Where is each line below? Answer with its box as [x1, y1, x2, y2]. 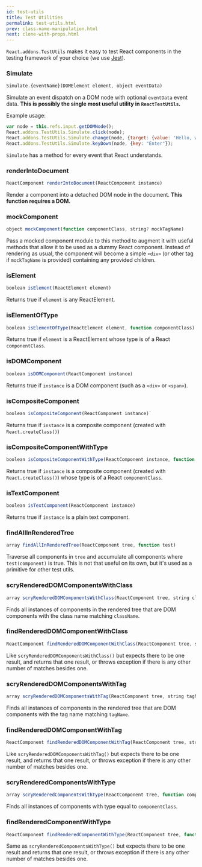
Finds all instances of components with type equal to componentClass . [6, 803, 178, 810]
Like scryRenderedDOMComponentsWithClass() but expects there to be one [6, 652, 185, 659]
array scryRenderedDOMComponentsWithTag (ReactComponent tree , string [6, 693, 185, 699]
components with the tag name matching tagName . [6, 710, 130, 718]
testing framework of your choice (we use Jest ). [6, 54, 126, 62]
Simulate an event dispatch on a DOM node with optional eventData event [6, 94, 188, 101]
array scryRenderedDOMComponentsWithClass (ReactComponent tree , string [6, 595, 189, 601]
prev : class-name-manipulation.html [6, 25, 98, 32]
